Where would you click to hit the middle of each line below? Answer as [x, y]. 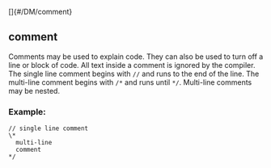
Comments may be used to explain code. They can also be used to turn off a [136, 57]
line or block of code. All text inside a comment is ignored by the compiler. [132, 65]
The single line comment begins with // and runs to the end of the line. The [134, 73]
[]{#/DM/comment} [40, 12]
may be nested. [34, 90]
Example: [27, 111]
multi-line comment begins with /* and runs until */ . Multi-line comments [130, 82]
